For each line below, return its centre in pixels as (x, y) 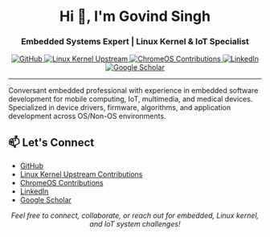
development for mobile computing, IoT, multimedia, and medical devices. (131, 99)
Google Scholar (46, 200)
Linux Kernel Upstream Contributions (81, 174)
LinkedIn (34, 191)
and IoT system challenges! (135, 224)
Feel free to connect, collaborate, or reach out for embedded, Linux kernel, (135, 215)
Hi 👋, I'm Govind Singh (135, 16)
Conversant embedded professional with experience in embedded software (133, 91)
